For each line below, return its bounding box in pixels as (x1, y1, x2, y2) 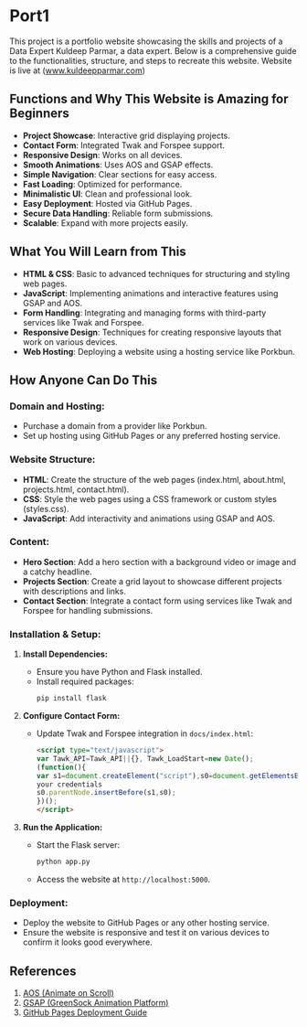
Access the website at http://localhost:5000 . (36, 873, 211, 884)
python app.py (36, 857, 90, 867)
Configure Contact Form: (22, 711, 121, 722)
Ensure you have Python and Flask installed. (36, 667, 203, 678)
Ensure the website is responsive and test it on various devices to (22, 927, 270, 938)
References (9, 963, 77, 979)
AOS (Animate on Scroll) (22, 988, 114, 998)
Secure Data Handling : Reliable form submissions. (22, 208, 214, 219)
